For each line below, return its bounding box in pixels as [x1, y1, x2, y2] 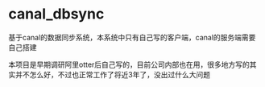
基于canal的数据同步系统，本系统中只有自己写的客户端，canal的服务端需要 [8, 32, 256, 42]
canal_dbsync [8, 5, 105, 23]
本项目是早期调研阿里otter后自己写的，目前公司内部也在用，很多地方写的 [8, 60, 250, 69]
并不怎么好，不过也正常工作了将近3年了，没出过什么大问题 [14, 69, 211, 79]
